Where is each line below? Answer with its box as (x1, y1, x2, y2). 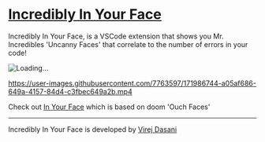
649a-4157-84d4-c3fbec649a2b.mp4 (8, 86, 132, 96)
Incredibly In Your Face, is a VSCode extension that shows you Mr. (8, 31, 224, 41)
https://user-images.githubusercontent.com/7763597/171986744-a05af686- (8, 78, 256, 88)
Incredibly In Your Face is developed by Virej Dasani (8, 124, 177, 134)
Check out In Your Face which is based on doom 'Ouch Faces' (8, 102, 211, 111)
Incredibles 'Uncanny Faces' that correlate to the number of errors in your (8, 39, 248, 49)
